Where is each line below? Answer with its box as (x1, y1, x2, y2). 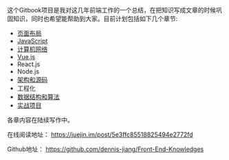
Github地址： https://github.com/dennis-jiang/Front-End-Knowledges (7, 145, 204, 153)
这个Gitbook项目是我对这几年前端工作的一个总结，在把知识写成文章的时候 (7, 6, 217, 14)
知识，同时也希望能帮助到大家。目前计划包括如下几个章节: (12, 14, 178, 23)
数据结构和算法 (17, 93, 60, 101)
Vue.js (17, 53, 36, 60)
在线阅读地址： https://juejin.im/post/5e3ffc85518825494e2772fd (7, 130, 194, 139)
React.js (17, 60, 41, 68)
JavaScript (17, 37, 48, 45)
